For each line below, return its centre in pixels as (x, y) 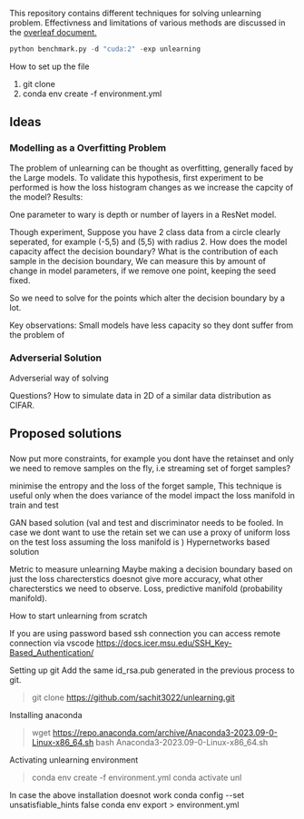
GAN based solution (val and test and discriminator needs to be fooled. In (147, 523)
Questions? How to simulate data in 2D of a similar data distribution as (141, 395)
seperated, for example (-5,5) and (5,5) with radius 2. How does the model (148, 242)
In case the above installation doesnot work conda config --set (127, 795)
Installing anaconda (46, 715)
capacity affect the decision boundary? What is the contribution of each (144, 251)
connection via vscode (52, 643)
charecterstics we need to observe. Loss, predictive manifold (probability (146, 588)
